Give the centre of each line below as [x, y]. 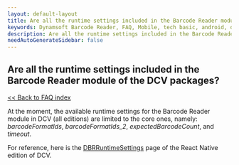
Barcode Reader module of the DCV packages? [113, 80]
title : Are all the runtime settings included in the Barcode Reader [113, 21]
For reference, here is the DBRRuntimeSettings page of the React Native [113, 147]
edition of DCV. [30, 155]
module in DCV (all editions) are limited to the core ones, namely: [102, 119]
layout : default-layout [43, 14]
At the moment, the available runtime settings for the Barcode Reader [109, 111]
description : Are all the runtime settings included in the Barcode [111, 34]
